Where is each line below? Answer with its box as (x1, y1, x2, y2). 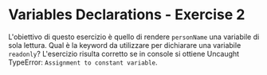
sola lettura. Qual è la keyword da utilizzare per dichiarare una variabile (8, 40, 241, 49)
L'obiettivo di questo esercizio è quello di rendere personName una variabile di (8, 32, 260, 41)
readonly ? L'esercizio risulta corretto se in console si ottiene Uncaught (8, 49, 240, 58)
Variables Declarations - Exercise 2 (8, 6, 245, 24)
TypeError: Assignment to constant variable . (8, 57, 158, 67)
